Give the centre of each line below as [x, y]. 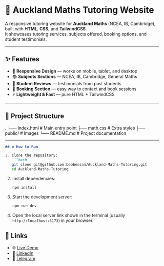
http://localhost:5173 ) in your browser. [53, 220]
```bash [19, 160]
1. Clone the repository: [31, 156]
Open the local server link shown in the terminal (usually [69, 215]
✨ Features [22, 59]
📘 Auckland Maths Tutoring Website [80, 10]
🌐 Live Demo [25, 247]
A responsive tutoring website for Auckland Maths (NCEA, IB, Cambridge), [80, 24]
